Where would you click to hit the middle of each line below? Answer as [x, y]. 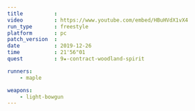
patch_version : [32, 40]
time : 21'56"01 [46, 53]
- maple [31, 78]
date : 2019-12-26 [49, 46]
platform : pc [37, 33]
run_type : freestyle [48, 26]
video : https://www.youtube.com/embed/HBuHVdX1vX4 [98, 20]
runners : [20, 71]
